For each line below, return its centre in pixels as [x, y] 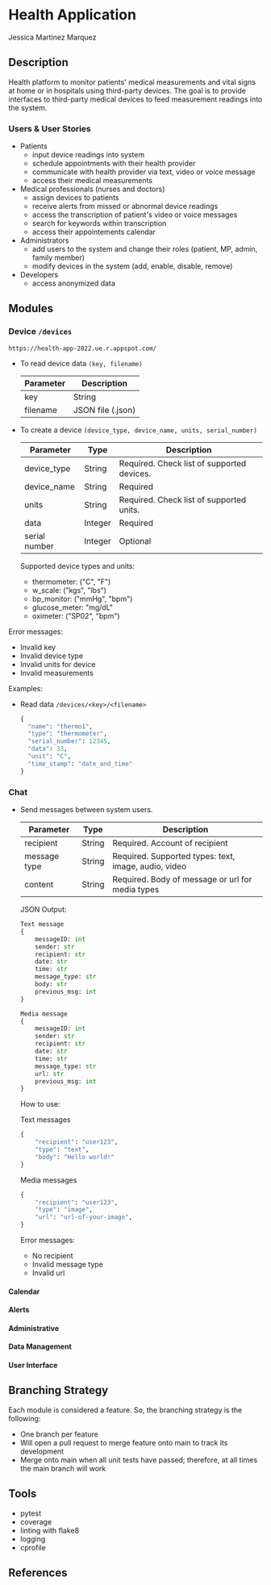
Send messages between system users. [86, 810]
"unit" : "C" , [50, 757]
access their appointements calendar [94, 232]
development [42, 1451]
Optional [135, 540]
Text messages [45, 1120]
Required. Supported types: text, [174, 857]
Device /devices [40, 332]
